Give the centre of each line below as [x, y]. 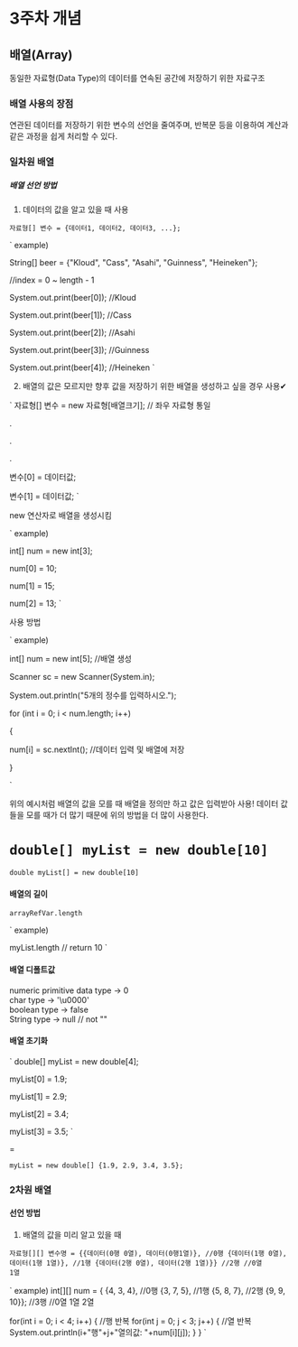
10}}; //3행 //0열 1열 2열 [52, 1302]
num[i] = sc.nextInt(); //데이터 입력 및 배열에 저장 [97, 749]
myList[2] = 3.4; [39, 1114]
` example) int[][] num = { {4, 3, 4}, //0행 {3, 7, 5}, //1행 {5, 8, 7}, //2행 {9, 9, [148, 1290]
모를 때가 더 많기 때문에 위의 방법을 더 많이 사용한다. [117, 815]
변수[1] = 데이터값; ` [44, 497]
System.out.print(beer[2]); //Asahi [72, 333]
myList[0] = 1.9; [38, 1079]
